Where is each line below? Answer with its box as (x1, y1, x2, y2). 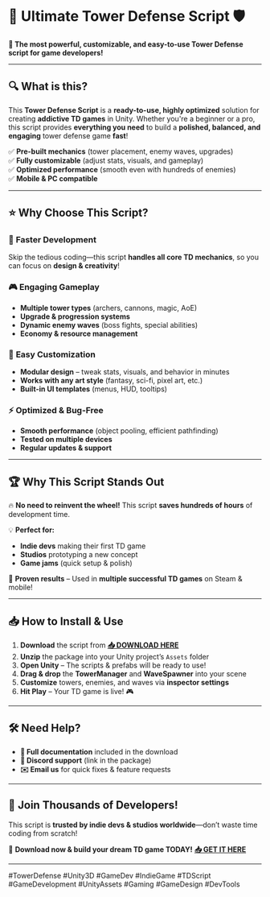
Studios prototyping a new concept (19, 550, 138, 560)
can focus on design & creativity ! (8, 261, 121, 271)
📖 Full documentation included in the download (19, 746, 178, 756)
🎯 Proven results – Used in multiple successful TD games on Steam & (8, 574, 243, 584)
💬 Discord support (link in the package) (19, 755, 152, 765)
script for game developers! (8, 48, 104, 57)
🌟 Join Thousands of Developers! (8, 799, 178, 812)
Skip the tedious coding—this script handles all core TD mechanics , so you (8, 252, 260, 262)
